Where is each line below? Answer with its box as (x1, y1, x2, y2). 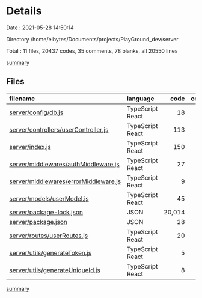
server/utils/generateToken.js (9, 248, 92, 257)
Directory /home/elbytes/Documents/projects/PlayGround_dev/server (6, 35, 179, 43)
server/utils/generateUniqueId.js (9, 266, 100, 274)
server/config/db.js (9, 108, 64, 117)
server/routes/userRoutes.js (9, 231, 88, 240)
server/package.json (9, 217, 67, 226)
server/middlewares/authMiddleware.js (9, 160, 120, 168)
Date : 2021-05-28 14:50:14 (6, 24, 74, 31)
